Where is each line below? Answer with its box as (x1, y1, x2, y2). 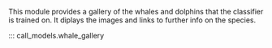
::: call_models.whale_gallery (8, 31, 105, 40)
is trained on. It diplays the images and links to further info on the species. (8, 15, 257, 25)
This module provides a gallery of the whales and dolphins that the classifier (8, 7, 264, 16)
